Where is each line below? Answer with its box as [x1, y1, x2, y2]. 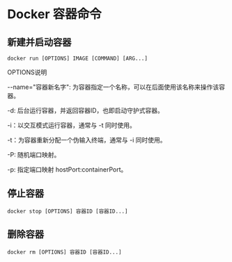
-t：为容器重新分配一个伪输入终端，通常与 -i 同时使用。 [7, 136, 167, 144]
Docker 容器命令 [7, 6, 102, 22]
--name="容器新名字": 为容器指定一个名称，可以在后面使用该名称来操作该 [7, 83, 219, 91]
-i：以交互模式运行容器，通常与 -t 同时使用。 [7, 121, 136, 129]
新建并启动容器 [7, 36, 72, 48]
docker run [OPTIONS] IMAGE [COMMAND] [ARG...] [7, 55, 148, 62]
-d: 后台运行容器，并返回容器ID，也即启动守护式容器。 [7, 106, 164, 115]
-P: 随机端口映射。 [7, 151, 61, 158]
